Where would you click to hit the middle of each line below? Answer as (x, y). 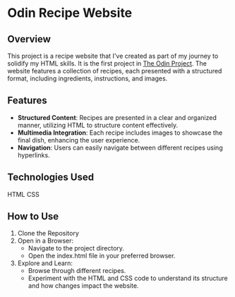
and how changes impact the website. (83, 286)
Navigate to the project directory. (76, 248)
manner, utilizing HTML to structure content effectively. (98, 125)
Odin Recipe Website (70, 13)
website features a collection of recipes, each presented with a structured (115, 71)
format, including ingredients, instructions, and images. (88, 78)
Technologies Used (50, 177)
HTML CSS (24, 194)
